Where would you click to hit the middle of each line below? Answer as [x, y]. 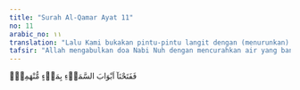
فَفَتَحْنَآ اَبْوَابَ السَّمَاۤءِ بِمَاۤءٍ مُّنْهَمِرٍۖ [73, 76]
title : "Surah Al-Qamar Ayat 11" [71, 17]
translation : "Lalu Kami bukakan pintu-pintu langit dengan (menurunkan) [150, 42]
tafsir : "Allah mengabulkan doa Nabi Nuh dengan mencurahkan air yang [143, 51]
